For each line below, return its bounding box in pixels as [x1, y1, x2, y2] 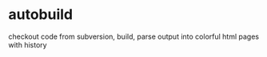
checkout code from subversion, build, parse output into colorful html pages [8, 32, 260, 41]
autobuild [8, 6, 74, 24]
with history [8, 40, 47, 49]
